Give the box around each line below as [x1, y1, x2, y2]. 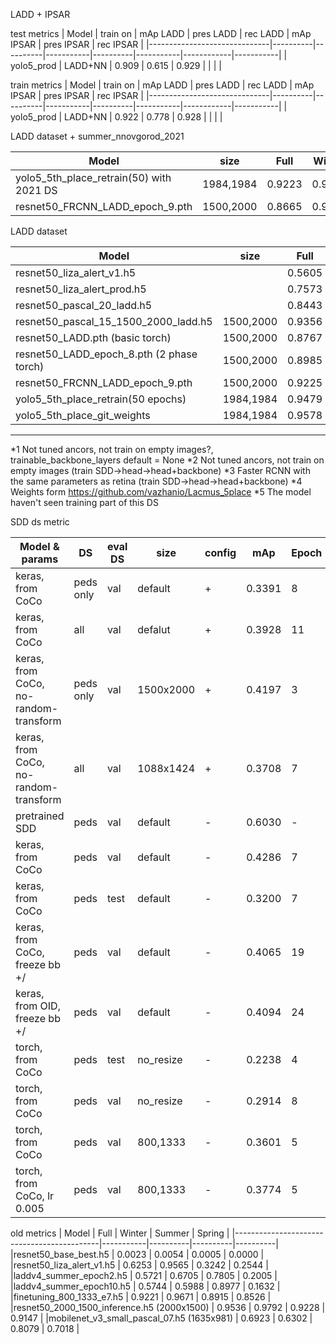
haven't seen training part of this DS [10, 497, 159, 508]
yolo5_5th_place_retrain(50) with [15, 171, 172, 184]
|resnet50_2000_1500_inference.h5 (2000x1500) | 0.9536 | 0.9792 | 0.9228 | [10, 1302, 326, 1313]
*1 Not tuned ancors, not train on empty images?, [10, 444, 214, 455]
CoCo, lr [15, 1189, 55, 1203]
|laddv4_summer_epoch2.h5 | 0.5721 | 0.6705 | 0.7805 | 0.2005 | [10, 1270, 278, 1281]
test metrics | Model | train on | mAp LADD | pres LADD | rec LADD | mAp [10, 28, 312, 39]
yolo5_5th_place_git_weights [15, 409, 151, 422]
